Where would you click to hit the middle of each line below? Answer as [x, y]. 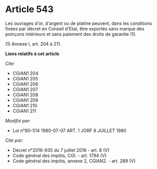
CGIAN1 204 [25, 73]
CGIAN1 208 [25, 95]
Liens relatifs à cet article [32, 54]
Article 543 [30, 9]
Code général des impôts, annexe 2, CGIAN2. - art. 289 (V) [74, 161]
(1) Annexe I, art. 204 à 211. [33, 44]
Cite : [10, 63]
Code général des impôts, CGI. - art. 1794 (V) [60, 155]
